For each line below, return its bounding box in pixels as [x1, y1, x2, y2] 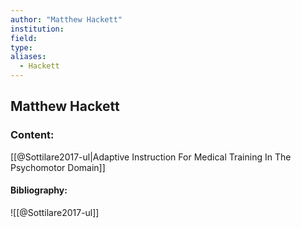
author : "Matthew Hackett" [10, 14, 123, 25]
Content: [10, 128, 55, 142]
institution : [10, 24, 65, 34]
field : [10, 33, 38, 43]
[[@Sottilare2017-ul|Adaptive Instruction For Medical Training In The [10, 151, 292, 163]
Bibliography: [10, 184, 68, 196]
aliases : [10, 52, 47, 62]
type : [10, 42, 33, 53]
